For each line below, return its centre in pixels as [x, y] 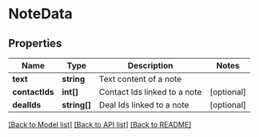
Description [150, 66]
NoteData [41, 14]
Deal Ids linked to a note [144, 105]
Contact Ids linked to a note [150, 92]
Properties [35, 43]
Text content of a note [140, 79]
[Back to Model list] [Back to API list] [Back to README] [100, 125]
